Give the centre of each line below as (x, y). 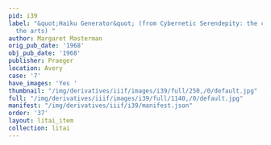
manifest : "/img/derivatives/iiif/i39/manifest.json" (101, 106)
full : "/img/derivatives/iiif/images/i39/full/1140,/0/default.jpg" (126, 98)
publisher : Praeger (41, 61)
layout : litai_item (41, 121)
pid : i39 (23, 16)
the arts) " (36, 31)
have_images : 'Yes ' (43, 83)
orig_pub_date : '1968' (46, 46)
